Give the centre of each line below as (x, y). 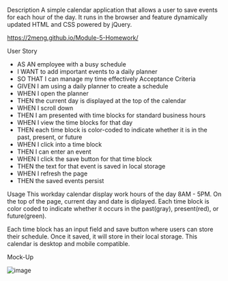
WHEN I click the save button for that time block (84, 159)
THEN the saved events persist (60, 181)
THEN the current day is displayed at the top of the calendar (101, 101)
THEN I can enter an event (54, 151)
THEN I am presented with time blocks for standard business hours (111, 115)
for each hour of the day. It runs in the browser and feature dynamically (108, 17)
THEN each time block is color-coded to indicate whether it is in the (112, 130)
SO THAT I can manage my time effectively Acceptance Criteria (106, 79)
